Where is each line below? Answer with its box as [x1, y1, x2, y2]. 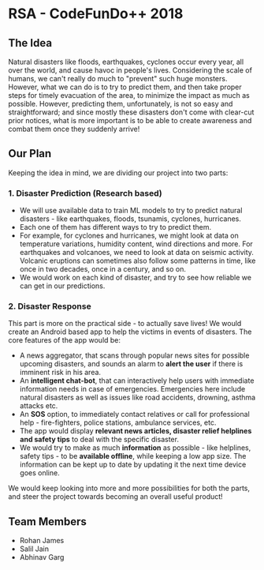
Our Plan [8, 147, 52, 160]
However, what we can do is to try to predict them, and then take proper [8, 82, 242, 92]
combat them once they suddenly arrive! [8, 124, 140, 133]
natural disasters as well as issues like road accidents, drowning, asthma [19, 392, 256, 403]
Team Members [8, 515, 87, 528]
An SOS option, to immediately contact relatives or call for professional [19, 410, 250, 419]
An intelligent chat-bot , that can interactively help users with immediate [19, 376, 255, 385]
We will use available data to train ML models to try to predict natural [19, 206, 243, 216]
